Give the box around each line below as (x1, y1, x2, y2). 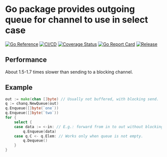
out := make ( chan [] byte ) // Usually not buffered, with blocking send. (5, 96, 159, 102)
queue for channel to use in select (5, 14, 148, 25)
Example (5, 83, 33, 92)
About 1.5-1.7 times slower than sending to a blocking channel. (5, 69, 133, 75)
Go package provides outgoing (5, 3, 135, 15)
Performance (5, 56, 47, 64)
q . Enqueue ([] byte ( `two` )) (5, 111, 59, 116)
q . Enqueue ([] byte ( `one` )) (5, 106, 59, 111)
